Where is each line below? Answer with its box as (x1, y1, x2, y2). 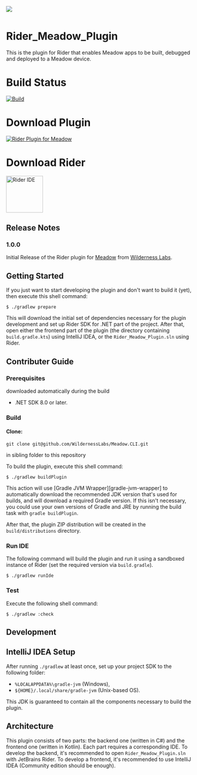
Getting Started (6, 270, 64, 281)
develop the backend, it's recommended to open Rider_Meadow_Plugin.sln (6, 749, 186, 756)
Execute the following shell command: (6, 600, 98, 607)
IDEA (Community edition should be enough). (6, 761, 116, 769)
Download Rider (6, 156, 86, 169)
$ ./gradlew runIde (6, 573, 54, 579)
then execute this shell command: (6, 293, 88, 300)
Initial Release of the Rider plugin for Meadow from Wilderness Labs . (6, 254, 172, 261)
